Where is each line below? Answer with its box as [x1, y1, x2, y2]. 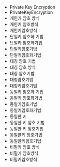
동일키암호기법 [9, 101, 37, 107]
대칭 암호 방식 [9, 64, 36, 70]
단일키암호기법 [9, 46, 37, 52]
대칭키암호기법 [9, 83, 37, 88]
